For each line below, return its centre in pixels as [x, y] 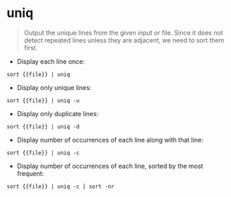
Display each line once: [51, 61]
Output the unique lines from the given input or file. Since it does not [123, 33]
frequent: [30, 173]
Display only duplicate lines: [58, 113]
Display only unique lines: [54, 87]
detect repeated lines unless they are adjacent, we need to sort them [124, 40]
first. [31, 47]
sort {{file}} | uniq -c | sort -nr [60, 186]
